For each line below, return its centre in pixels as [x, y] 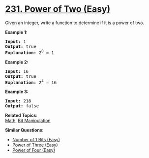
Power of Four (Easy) [34, 150]
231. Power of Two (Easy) [58, 9]
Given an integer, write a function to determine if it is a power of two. [74, 23]
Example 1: [16, 32]
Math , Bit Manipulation [28, 121]
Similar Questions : [24, 130]
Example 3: [17, 92]
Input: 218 [18, 101]
